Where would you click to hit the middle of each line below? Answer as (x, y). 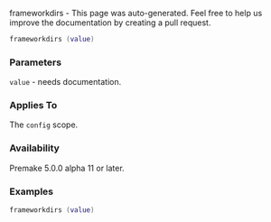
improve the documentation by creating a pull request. (110, 23)
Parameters (35, 62)
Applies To (33, 106)
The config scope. (44, 125)
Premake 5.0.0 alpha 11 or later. (67, 168)
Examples (32, 191)
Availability (35, 148)
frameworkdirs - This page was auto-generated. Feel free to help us (136, 13)
